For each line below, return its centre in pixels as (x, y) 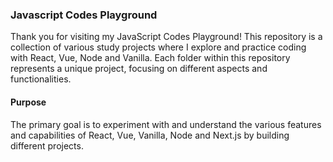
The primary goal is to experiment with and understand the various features (166, 124)
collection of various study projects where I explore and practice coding (158, 47)
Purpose (28, 102)
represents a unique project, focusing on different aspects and (139, 69)
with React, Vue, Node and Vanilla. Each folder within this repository (150, 58)
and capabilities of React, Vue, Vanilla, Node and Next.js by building (150, 135)
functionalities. (41, 79)
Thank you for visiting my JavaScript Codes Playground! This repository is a (166, 37)
